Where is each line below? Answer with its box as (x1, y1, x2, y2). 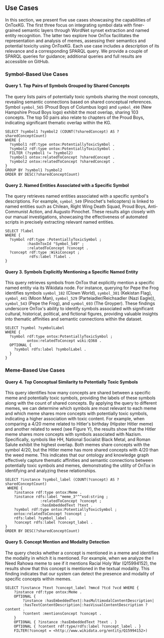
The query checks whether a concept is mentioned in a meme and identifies (5, 550, 159, 556)
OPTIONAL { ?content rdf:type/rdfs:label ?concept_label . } (14, 624, 141, 629)
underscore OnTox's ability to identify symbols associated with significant (5, 306, 154, 312)
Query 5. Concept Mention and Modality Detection (5, 539, 110, 545)
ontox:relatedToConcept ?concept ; (14, 511, 87, 517)
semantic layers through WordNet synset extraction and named (22, 27, 149, 33)
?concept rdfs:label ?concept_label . (14, 520, 93, 525)
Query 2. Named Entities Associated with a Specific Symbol (5, 182, 129, 188)
